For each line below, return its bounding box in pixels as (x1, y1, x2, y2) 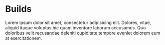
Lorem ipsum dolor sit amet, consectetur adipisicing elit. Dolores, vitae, (5, 20, 151, 25)
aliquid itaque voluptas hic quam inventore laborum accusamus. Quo (5, 24, 146, 30)
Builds (5, 3, 32, 15)
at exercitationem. (5, 35, 42, 41)
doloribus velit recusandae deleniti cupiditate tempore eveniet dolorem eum (5, 30, 161, 36)
